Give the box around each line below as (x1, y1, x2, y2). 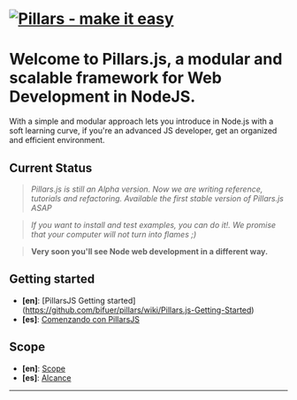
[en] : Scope (21, 363, 66, 374)
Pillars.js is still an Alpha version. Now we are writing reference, (30, 184, 263, 194)
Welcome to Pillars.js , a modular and (9, 49, 283, 70)
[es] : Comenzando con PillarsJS (21, 313, 140, 324)
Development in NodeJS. (9, 87, 196, 107)
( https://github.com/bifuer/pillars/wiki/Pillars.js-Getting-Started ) (21, 305, 255, 315)
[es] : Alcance (21, 372, 72, 383)
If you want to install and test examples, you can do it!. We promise (30, 219, 277, 230)
